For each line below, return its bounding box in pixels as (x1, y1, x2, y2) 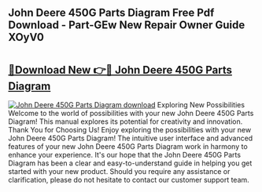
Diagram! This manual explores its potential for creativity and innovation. (8, 117, 243, 126)
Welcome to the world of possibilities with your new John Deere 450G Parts (8, 109, 254, 118)
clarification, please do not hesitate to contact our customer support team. (8, 176, 249, 184)
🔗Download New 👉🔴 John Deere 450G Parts (8, 63, 233, 77)
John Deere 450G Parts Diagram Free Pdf (8, 6, 215, 20)
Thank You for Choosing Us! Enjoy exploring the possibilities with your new (8, 125, 252, 134)
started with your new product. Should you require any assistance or (8, 167, 231, 176)
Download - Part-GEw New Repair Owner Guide (8, 19, 245, 32)
